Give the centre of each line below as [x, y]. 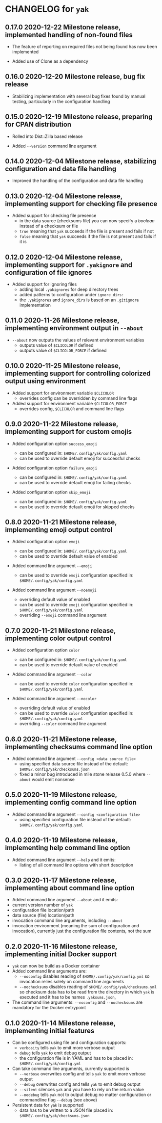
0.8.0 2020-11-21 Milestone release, [61, 522]
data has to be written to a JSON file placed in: [66, 1110]
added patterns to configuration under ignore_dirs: [72, 295]
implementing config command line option [71, 802]
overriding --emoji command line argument [63, 615]
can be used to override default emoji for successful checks [80, 458]
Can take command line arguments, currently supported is [71, 1069]
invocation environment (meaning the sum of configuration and [76, 926]
